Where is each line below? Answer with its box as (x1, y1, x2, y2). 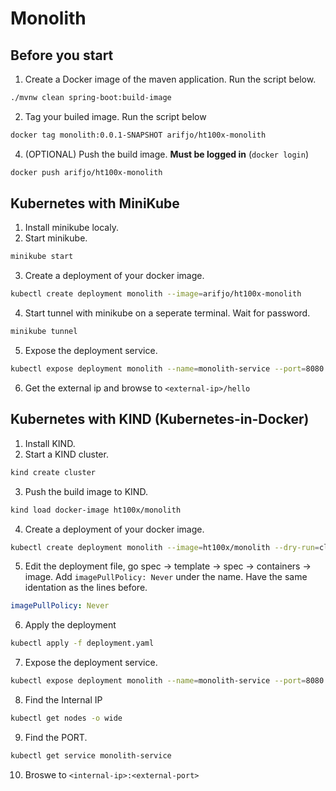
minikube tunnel (10, 327, 78, 337)
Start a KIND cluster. (24, 448, 109, 460)
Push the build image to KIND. (24, 485, 148, 497)
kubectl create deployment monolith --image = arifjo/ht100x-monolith (10, 289, 302, 299)
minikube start (10, 252, 74, 262)
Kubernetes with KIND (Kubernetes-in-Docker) (10, 411, 310, 428)
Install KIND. (24, 437, 76, 449)
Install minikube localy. (24, 222, 119, 234)
